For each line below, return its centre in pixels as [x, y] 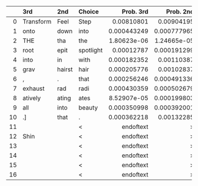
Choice [89, 11]
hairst [65, 69]
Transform [37, 21]
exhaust [34, 89]
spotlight [91, 50]
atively [32, 98]
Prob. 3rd [135, 11]
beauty [88, 107]
